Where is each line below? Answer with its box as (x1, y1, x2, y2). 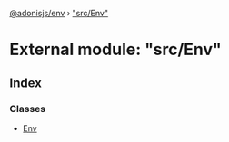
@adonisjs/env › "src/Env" (9, 8, 109, 18)
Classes (9, 102, 46, 115)
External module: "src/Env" (9, 40, 223, 60)
